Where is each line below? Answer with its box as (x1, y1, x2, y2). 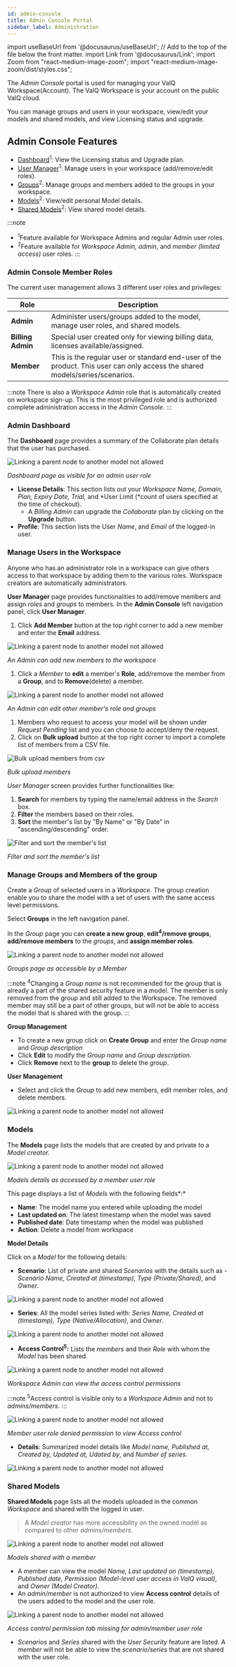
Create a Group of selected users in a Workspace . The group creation (7, 885, 209, 894)
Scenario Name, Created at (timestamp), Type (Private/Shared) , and (17, 1274, 216, 1282)
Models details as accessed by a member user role (7, 1175, 156, 1184)
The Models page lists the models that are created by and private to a (7, 1140, 209, 1149)
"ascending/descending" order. (17, 825, 109, 833)
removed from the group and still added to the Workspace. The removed (7, 994, 217, 1002)
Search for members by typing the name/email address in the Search (17, 794, 218, 804)
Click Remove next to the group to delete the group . (17, 1059, 169, 1067)
